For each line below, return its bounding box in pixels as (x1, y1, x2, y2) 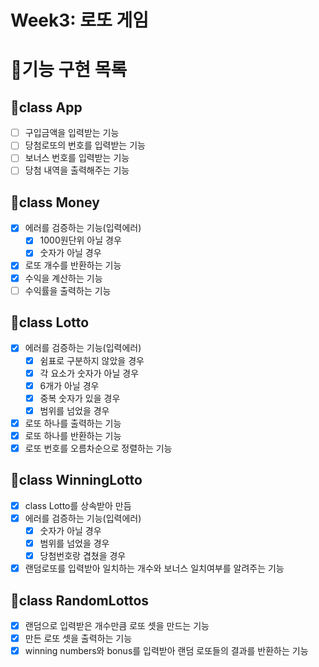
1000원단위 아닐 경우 (39, 234, 122, 246)
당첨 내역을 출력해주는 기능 (24, 164, 130, 176)
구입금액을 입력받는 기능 (24, 127, 120, 139)
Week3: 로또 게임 (10, 9, 149, 32)
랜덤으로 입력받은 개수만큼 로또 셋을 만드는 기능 (24, 620, 210, 631)
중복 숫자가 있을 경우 (39, 392, 121, 404)
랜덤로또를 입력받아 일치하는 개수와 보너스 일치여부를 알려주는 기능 (24, 562, 285, 575)
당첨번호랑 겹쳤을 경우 (39, 550, 127, 562)
